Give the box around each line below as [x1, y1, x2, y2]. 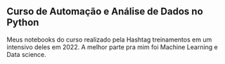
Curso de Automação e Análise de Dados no [6, 6, 203, 18]
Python [6, 17, 39, 29]
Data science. [6, 50, 46, 58]
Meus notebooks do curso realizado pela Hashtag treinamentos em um [6, 35, 212, 44]
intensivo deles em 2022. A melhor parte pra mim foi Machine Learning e [6, 42, 219, 51]
